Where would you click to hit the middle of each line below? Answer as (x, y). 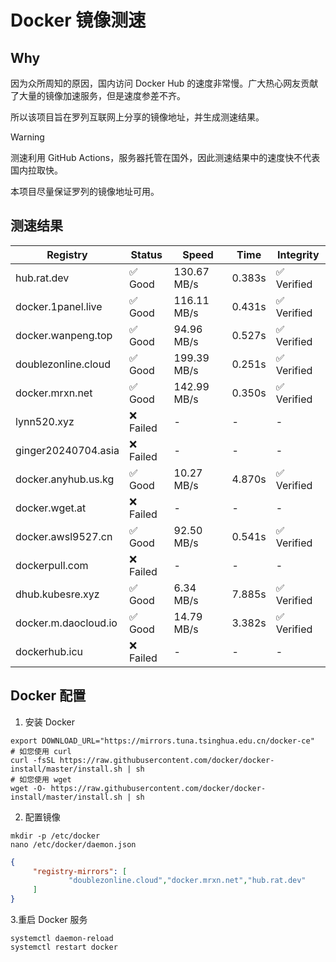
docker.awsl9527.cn (64, 536)
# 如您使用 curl (41, 751)
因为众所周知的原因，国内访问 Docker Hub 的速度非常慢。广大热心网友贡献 (164, 83)
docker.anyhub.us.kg (65, 479)
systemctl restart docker (64, 947)
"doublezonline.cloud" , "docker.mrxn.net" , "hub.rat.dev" (187, 881)
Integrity (298, 254)
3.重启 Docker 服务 (49, 919)
